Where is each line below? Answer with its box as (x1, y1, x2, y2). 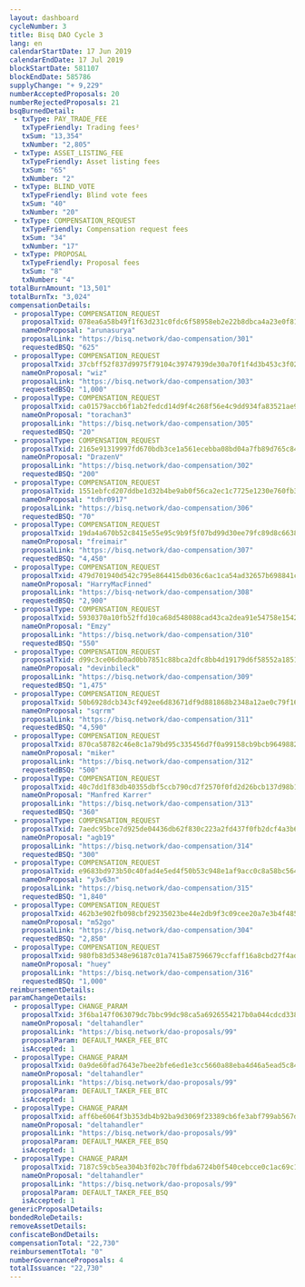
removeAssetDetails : (9, 1222, 88, 1231)
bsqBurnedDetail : (9, 106, 75, 115)
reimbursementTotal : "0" (9, 1247, 103, 1256)
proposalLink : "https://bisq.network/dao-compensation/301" (21, 334, 254, 344)
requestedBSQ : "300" (21, 850, 100, 859)
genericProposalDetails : (9, 1205, 103, 1214)
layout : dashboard (9, 13, 79, 23)
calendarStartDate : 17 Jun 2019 (9, 47, 132, 56)
